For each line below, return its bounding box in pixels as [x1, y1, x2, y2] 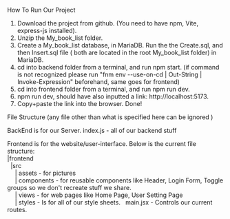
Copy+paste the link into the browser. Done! [17, 100, 143, 107]
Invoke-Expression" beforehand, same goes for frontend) [17, 78, 180, 85]
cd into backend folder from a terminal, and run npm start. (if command [17, 63, 220, 71]
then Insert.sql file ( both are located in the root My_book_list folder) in [17, 48, 217, 56]
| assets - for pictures [14, 169, 76, 177]
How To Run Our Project [7, 6, 76, 14]
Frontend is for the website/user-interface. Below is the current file [7, 140, 196, 147]
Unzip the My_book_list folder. [17, 34, 103, 42]
